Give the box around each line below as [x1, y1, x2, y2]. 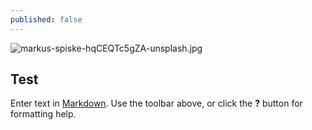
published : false [10, 14, 83, 25]
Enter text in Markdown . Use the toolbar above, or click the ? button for [10, 97, 303, 110]
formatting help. [10, 108, 77, 120]
